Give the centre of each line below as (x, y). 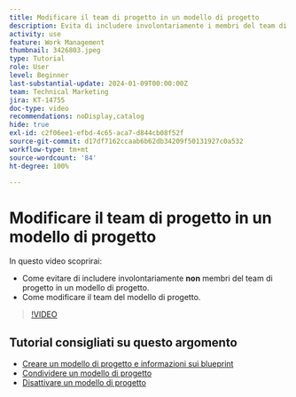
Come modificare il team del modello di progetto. (111, 298)
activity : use (35, 34)
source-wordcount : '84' (53, 158)
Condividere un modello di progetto (87, 373)
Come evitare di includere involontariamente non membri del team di (147, 278)
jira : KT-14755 (37, 100)
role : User (29, 67)
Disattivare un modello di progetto (84, 383)
